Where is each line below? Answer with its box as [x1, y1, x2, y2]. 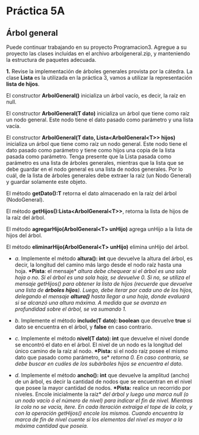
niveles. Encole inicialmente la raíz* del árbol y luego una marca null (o [14, 391, 189, 398]
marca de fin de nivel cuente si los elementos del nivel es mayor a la [14, 416, 183, 423]
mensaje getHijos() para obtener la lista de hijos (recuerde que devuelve [14, 280, 193, 287]
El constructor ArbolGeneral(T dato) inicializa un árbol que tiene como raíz [6, 110, 190, 117]
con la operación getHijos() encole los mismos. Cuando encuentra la [14, 409, 184, 417]
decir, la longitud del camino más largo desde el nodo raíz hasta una [14, 261, 182, 268]
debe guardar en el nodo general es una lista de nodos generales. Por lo [6, 165, 183, 173]
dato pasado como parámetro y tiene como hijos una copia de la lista [6, 147, 175, 154]
